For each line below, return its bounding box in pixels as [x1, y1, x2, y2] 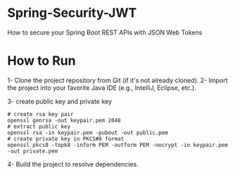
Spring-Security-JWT [7, 5, 137, 21]
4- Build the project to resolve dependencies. [7, 160, 139, 168]
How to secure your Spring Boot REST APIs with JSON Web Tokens [7, 28, 203, 37]
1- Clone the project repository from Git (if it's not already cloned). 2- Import [7, 76, 228, 84]
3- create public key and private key [7, 97, 113, 105]
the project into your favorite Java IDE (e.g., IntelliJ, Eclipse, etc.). [7, 83, 197, 92]
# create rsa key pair [7, 110, 74, 117]
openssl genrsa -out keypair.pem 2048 [7, 117, 121, 124]
